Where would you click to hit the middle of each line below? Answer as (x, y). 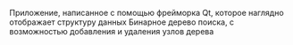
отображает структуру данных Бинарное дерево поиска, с (122, 22)
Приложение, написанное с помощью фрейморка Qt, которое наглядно (146, 13)
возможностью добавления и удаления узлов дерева (112, 31)
